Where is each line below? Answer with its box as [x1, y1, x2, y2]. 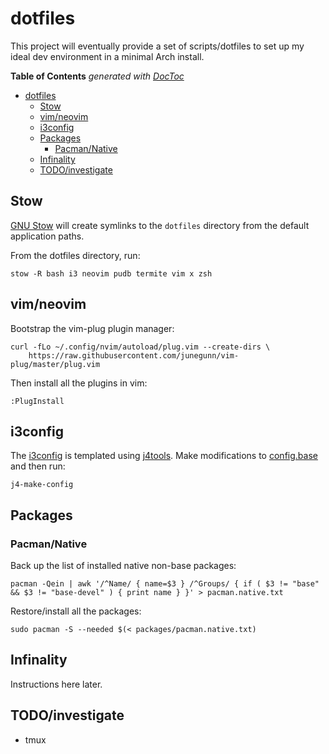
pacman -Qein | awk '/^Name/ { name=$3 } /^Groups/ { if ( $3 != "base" [10, 579, 320, 589]
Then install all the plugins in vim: [10, 377, 148, 389]
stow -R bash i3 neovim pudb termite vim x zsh [10, 268, 213, 279]
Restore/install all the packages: [10, 605, 142, 617]
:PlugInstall [10, 396, 65, 406]
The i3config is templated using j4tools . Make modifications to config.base [10, 450, 318, 462]
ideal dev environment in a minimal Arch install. [10, 50, 205, 62]
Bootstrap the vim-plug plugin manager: [10, 322, 175, 334]
